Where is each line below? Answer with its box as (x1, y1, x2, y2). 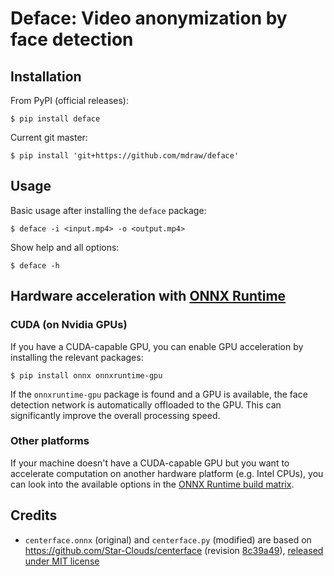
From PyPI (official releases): (10, 95, 129, 106)
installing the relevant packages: (10, 351, 144, 363)
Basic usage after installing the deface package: (10, 204, 207, 216)
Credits (10, 507, 58, 524)
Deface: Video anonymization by (10, 7, 288, 30)
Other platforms (10, 434, 90, 448)
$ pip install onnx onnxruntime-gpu (10, 370, 163, 381)
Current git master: (10, 132, 88, 143)
